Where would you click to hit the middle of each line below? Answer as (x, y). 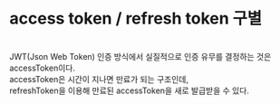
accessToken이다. (42, 68)
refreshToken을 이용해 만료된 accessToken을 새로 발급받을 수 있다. (129, 90)
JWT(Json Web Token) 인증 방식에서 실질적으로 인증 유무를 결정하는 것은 (140, 57)
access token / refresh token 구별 (136, 19)
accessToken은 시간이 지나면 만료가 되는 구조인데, (99, 80)
